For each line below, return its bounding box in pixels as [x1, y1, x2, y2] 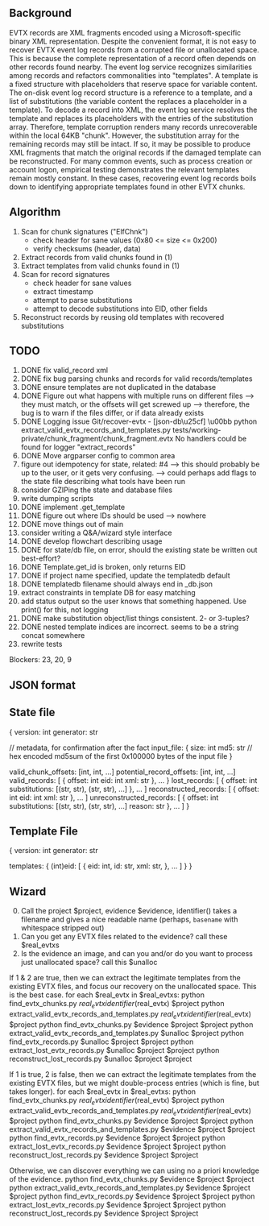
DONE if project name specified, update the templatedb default [20, 571, 230, 581]
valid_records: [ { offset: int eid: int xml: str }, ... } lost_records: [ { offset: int [9, 775, 258, 785]
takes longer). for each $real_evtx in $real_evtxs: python [9, 1087, 197, 1096]
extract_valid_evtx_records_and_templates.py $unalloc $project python [9, 1028, 245, 1038]
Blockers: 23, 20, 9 [9, 655, 72, 665]
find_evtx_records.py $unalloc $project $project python [9, 1037, 194, 1046]
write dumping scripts [20, 494, 94, 503]
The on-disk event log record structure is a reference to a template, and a [9, 88, 253, 97]
